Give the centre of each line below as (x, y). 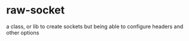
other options (23, 32)
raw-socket (36, 10)
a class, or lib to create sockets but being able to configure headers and (95, 26)
